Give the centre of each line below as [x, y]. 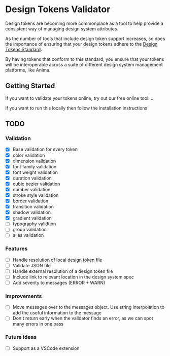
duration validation [32, 178]
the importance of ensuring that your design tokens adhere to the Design [81, 44]
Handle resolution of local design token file [57, 260]
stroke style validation [36, 195]
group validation [30, 230]
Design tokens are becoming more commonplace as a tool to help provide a [84, 23]
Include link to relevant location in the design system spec [73, 277]
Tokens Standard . [24, 49]
